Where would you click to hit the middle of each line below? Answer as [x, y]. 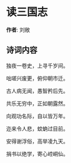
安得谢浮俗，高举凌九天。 [37, 141]
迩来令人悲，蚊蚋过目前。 [37, 129]
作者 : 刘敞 [18, 30]
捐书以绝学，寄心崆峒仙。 [37, 154]
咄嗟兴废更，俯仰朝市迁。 [37, 78]
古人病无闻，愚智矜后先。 [37, 91]
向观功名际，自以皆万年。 [37, 116]
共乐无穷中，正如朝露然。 [37, 103]
